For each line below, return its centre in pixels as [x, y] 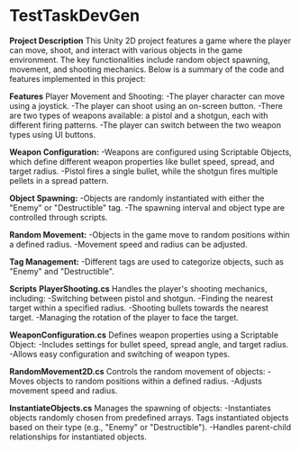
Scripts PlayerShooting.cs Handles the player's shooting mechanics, [138, 288]
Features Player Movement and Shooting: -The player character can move [147, 96]
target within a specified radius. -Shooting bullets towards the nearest [139, 308]
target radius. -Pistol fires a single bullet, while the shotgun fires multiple [144, 171]
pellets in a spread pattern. [59, 180]
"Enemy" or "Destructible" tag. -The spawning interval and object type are [147, 207]
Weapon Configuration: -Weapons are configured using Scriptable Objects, [150, 152]
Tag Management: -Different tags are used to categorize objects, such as [146, 261]
